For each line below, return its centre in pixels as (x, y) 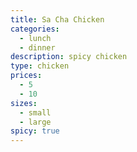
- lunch (35, 38)
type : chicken (40, 66)
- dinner (37, 47)
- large (35, 122)
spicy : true (35, 131)
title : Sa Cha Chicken (57, 19)
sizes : (24, 103)
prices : (26, 76)
